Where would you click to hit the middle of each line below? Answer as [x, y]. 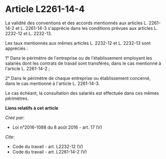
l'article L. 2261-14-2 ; [28, 69]
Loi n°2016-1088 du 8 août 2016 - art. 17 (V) [57, 127]
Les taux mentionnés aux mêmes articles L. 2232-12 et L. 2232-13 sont [78, 43]
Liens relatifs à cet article [32, 108]
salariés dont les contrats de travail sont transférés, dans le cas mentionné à [83, 63]
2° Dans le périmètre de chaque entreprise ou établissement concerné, [78, 78]
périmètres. [17, 98]
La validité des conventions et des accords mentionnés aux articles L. [77, 23]
